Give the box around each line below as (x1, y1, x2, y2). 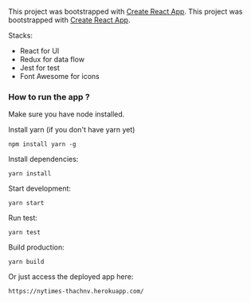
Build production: (8, 242, 65, 252)
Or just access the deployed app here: (8, 272, 134, 281)
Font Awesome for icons (19, 72, 100, 81)
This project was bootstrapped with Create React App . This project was (8, 7, 243, 16)
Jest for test (19, 63, 60, 73)
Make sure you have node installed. (8, 109, 125, 119)
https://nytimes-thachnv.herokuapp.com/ (8, 287, 145, 296)
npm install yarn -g (8, 140, 77, 148)
